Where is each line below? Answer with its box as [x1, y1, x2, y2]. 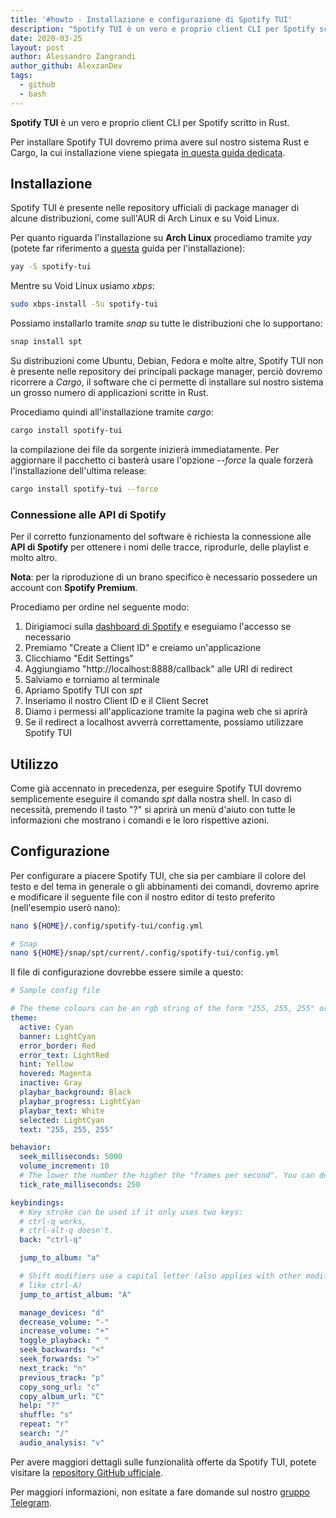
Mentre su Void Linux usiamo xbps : [10, 280, 155, 292]
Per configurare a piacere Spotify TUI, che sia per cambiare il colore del [10, 869, 306, 881]
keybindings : [10, 1197, 65, 1208]
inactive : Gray [19, 1078, 83, 1088]
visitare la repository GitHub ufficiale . [10, 1466, 163, 1478]
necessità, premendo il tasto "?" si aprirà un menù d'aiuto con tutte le [10, 803, 296, 815]
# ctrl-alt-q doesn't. [19, 1226, 114, 1236]
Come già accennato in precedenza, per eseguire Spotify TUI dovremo [10, 782, 302, 794]
